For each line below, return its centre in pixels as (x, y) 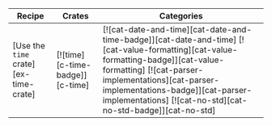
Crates (75, 16)
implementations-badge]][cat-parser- (177, 90)
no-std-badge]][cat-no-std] (159, 110)
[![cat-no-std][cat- (209, 100)
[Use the (29, 46)
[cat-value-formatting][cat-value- (170, 50)
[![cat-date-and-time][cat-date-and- (177, 29)
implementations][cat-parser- (161, 80)
